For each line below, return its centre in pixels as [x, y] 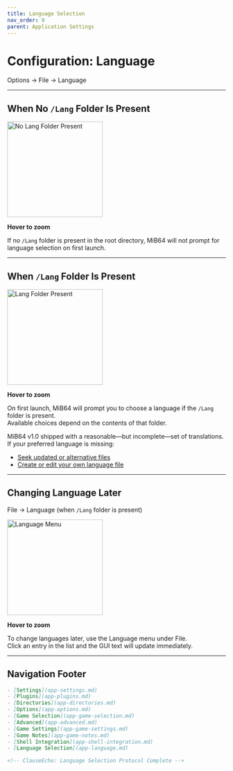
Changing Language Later [64, 493]
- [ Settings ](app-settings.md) [52, 690]
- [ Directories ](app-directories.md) [62, 703]
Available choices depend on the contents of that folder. [87, 423]
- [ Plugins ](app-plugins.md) [49, 697]
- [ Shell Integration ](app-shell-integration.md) [80, 742]
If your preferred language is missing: [61, 444]
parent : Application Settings [51, 26]
